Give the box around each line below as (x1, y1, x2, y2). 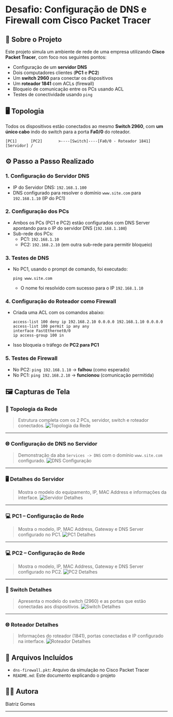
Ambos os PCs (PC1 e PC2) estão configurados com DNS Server (12, 220, 150, 226)
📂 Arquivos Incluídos (5, 653, 73, 662)
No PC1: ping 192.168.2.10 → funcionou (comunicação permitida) (12, 372, 154, 378)
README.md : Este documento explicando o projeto (12, 672, 116, 678)
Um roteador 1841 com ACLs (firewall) (12, 81, 94, 86)
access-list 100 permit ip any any (12, 324, 90, 329)
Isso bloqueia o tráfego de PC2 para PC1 (12, 342, 99, 348)
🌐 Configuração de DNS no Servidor (5, 440, 98, 447)
